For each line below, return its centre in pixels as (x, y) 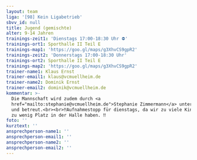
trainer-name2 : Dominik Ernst (43, 83)
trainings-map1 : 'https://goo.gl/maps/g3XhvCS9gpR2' (72, 50)
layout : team (22, 11)
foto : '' (17, 121)
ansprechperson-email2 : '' (39, 148)
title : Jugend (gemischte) (39, 28)
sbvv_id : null (23, 22)
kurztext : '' (22, 126)
